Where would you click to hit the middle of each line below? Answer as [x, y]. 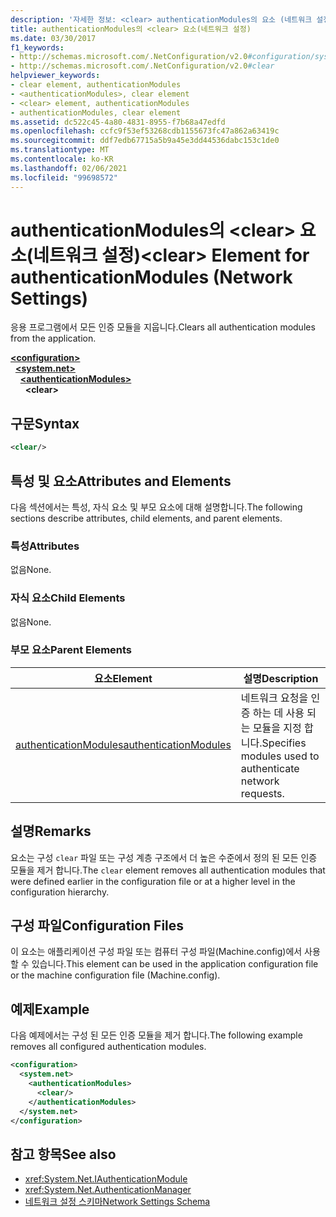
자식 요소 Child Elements [68, 598]
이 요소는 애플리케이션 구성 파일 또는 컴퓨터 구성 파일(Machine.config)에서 [156, 952]
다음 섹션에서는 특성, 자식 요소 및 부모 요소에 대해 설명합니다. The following [156, 507]
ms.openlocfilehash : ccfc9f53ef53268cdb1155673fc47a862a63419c [145, 131]
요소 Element [123, 678]
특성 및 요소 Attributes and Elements [121, 481]
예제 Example [50, 1009]
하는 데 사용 [278, 713]
